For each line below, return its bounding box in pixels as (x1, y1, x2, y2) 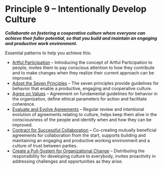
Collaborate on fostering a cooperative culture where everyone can (5, 30, 145, 36)
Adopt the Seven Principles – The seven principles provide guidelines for (12, 80, 159, 86)
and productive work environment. (5, 40, 77, 46)
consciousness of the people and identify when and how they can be (12, 117, 152, 122)
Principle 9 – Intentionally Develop (5, 3, 147, 15)
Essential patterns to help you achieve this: (5, 50, 92, 56)
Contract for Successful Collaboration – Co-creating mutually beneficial (12, 127, 157, 133)
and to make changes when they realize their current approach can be (12, 70, 154, 75)
